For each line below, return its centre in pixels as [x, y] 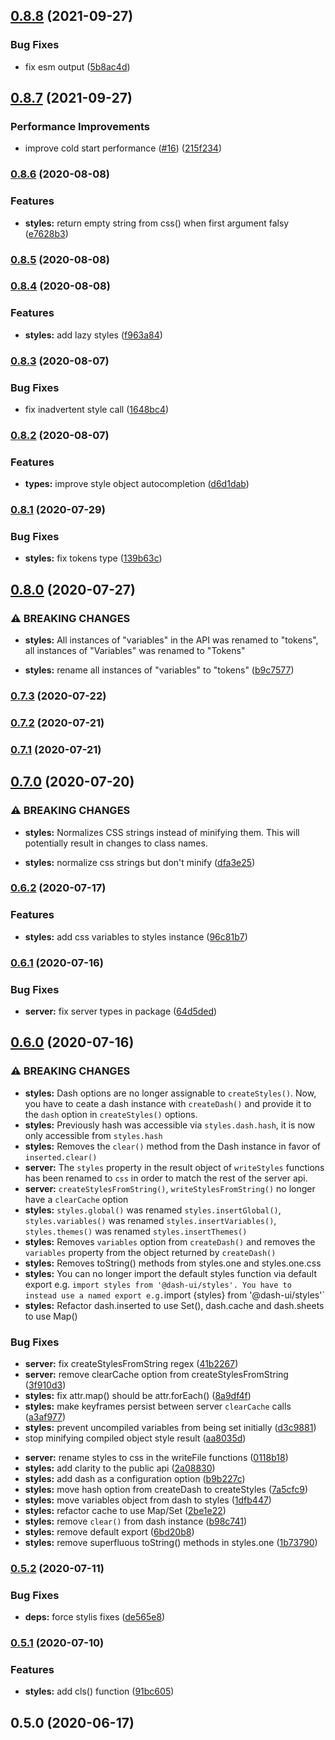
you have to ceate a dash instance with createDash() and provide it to [168, 1103]
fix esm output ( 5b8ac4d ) [77, 66]
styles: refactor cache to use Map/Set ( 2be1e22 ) [125, 1510]
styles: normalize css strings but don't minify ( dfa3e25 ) [140, 862]
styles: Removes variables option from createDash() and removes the [170, 1241]
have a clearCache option [76, 1199]
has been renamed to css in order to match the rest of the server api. [166, 1178]
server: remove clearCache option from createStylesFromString [156, 1374]
